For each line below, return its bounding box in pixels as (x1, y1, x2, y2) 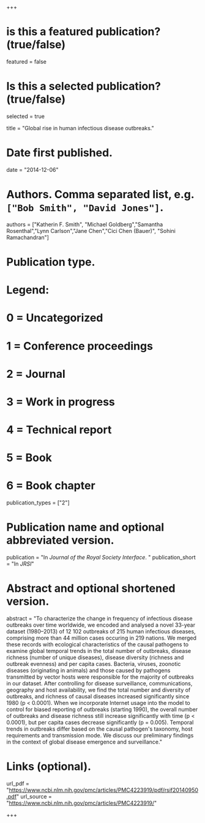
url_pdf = (6, 780, 29, 787)
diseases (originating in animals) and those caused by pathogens (6, 667, 171, 674)
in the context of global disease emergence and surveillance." (6, 738, 162, 746)
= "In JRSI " (6, 560, 34, 567)
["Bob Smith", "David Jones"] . (6, 201, 164, 214)
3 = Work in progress (6, 395, 115, 408)
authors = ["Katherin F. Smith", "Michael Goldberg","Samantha (6, 221, 163, 228)
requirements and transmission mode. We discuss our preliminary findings (6, 732, 194, 739)
